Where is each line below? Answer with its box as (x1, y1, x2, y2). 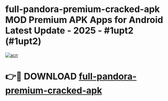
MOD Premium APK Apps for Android (5, 14, 163, 26)
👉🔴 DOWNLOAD (5, 71, 77, 82)
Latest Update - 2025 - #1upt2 (5, 25, 134, 36)
